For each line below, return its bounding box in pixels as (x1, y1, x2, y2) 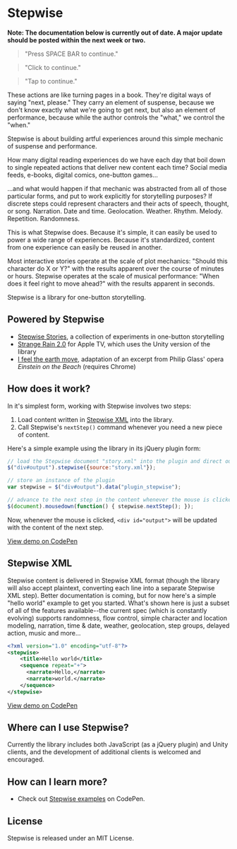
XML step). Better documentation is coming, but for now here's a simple (7, 591, 217, 599)
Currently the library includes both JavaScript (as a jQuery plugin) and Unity (7, 740, 229, 749)
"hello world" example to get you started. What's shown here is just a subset (7, 599, 230, 607)
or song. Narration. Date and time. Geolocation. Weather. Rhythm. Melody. (7, 206, 224, 215)
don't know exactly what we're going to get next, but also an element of (7, 105, 216, 114)
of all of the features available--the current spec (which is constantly (7, 606, 207, 614)
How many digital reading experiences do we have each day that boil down (7, 156, 226, 164)
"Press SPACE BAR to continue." (24, 49, 119, 58)
